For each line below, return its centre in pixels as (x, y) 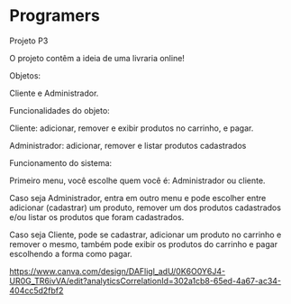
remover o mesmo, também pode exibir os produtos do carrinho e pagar (143, 244)
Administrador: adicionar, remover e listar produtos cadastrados (128, 145)
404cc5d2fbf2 (36, 290)
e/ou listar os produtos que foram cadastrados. (97, 216)
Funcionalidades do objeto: (59, 110)
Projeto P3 (29, 41)
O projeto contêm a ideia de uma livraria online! (97, 58)
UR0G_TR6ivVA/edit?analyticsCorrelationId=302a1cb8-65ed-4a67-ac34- (145, 281)
